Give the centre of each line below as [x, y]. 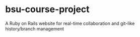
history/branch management [34, 28]
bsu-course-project [47, 9]
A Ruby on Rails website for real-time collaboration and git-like [70, 23]
